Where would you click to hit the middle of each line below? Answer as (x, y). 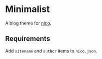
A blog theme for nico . (28, 23)
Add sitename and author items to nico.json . (51, 50)
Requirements (28, 39)
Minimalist (28, 9)
